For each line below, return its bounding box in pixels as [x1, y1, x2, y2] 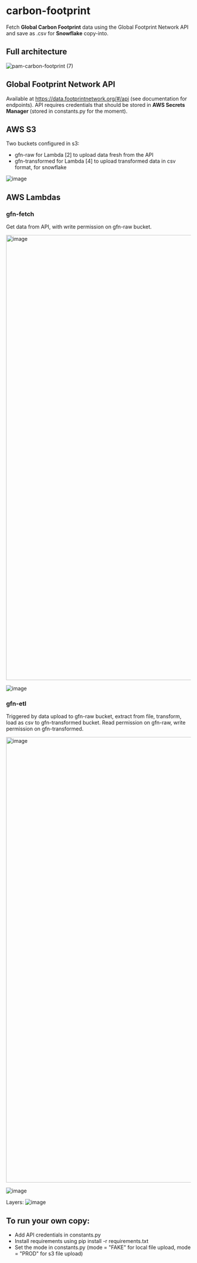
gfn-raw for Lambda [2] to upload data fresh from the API [14, 151, 154, 159]
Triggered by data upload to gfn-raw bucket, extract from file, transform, [6, 713, 182, 720]
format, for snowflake [14, 164, 67, 171]
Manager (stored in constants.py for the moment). [6, 107, 128, 114]
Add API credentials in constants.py [14, 1231, 101, 1238]
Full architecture [6, 47, 67, 57]
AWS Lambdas [6, 192, 61, 202]
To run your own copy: [6, 1215, 90, 1225]
